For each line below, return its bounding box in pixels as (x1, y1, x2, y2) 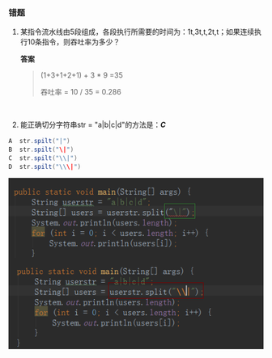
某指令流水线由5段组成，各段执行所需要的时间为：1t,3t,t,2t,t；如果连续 (19, 27, 255, 37)
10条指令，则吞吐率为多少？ (27, 37, 121, 47)
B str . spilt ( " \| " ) (8, 145, 74, 154)
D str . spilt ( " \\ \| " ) (8, 162, 82, 171)
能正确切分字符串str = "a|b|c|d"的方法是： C (19, 120, 166, 130)
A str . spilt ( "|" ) (8, 137, 70, 145)
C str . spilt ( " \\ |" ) (8, 154, 79, 162)
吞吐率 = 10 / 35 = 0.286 (40, 87, 121, 97)
